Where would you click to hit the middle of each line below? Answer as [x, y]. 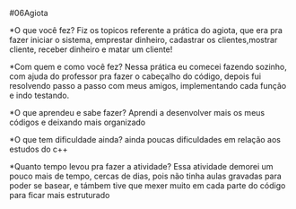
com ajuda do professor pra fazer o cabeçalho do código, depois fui [135, 76]
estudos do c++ [39, 149]
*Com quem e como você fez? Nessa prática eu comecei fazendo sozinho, [148, 67]
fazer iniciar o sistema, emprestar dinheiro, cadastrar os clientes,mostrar [144, 40]
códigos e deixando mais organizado [78, 122]
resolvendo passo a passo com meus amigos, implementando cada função [148, 86]
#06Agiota [29, 13]
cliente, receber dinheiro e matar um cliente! [91, 49]
